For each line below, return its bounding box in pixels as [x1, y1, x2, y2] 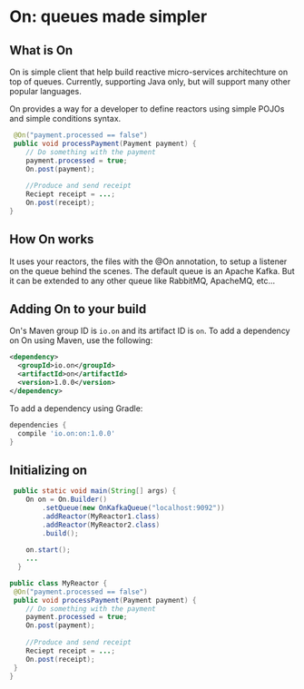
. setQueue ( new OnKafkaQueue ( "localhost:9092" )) [42, 503, 225, 512]
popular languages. [9, 86, 82, 96]
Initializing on [9, 462, 88, 477]
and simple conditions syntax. [9, 113, 122, 123]
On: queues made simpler [9, 6, 208, 27]
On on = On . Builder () [25, 495, 107, 505]
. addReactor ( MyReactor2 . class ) [42, 520, 161, 529]
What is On [9, 43, 74, 58]
